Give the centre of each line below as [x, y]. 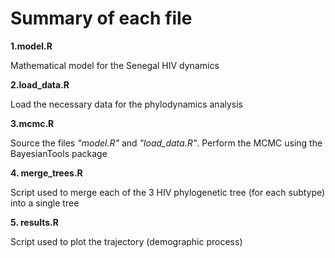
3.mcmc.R [32, 123]
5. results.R [34, 222]
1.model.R [31, 46]
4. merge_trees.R [46, 173]
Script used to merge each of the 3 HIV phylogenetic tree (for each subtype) [168, 192]
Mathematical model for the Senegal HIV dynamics [115, 65]
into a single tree [45, 203]
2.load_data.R [40, 84]
